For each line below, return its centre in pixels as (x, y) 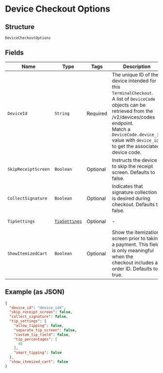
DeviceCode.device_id (137, 135)
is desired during (131, 198)
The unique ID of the (135, 75)
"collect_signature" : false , (39, 317)
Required (97, 114)
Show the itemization (136, 232)
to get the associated (136, 146)
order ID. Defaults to (135, 269)
